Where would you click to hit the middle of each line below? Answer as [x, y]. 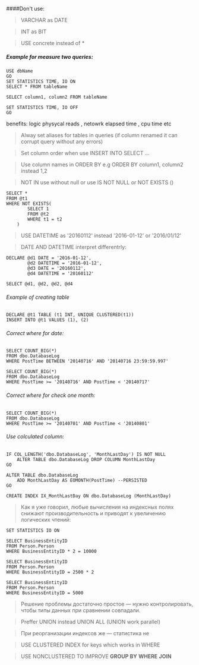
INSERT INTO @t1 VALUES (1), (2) [48, 320]
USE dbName [20, 71]
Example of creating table [38, 297]
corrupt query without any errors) [62, 141]
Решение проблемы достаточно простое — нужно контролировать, [107, 604]
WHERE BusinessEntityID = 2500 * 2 [50, 572]
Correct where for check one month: [51, 395]
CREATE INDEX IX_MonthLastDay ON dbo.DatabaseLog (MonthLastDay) [89, 496]
